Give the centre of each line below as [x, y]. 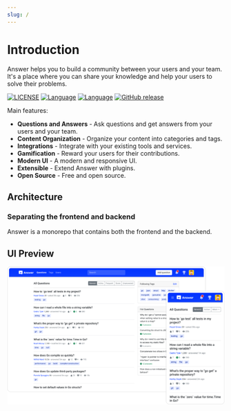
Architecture [35, 197]
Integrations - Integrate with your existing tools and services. [104, 146]
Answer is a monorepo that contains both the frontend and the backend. [110, 232]
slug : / [18, 15]
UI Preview [31, 254]
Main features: [28, 110]
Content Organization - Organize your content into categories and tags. [120, 138]
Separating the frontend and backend [71, 217]
